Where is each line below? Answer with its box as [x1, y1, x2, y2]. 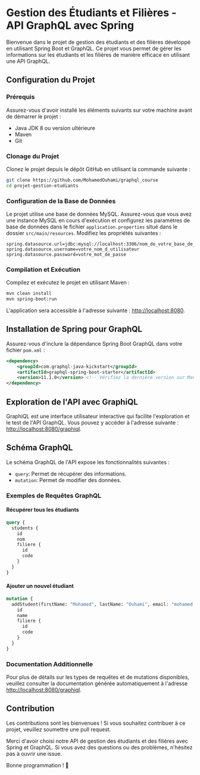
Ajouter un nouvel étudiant [6, 582, 74, 590]
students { [11, 525, 39, 531]
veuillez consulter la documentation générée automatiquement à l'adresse [6, 679, 188, 687]
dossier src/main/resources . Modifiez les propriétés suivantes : [6, 229, 161, 236]
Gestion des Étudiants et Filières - [6, 6, 177, 20]
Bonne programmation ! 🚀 [6, 761, 70, 768]
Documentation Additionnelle [6, 660, 93, 668]
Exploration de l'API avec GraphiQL [6, 396, 138, 407]
